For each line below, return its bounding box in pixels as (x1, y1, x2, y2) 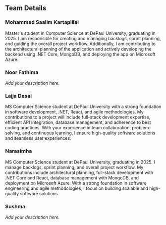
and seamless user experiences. (5, 135, 71, 141)
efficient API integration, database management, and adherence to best (5, 119, 151, 125)
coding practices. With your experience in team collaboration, (5, 125, 131, 131)
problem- (132, 125, 151, 131)
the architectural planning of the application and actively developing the (5, 46, 152, 52)
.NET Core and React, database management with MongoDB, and (5, 174, 139, 180)
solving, (5, 130, 21, 136)
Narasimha (5, 148, 32, 155)
